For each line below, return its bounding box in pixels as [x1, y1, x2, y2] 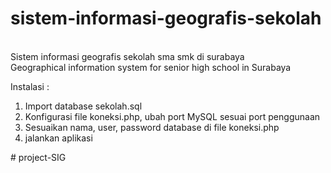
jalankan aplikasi [24, 132, 93, 144]
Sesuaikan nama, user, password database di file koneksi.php [24, 121, 280, 133]
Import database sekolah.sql [24, 100, 143, 112]
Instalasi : [10, 80, 50, 92]
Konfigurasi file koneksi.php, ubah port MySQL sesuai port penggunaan [24, 110, 321, 122]
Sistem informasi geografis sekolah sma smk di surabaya [10, 50, 245, 62]
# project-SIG [10, 151, 67, 163]
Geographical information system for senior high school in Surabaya [10, 61, 292, 73]
